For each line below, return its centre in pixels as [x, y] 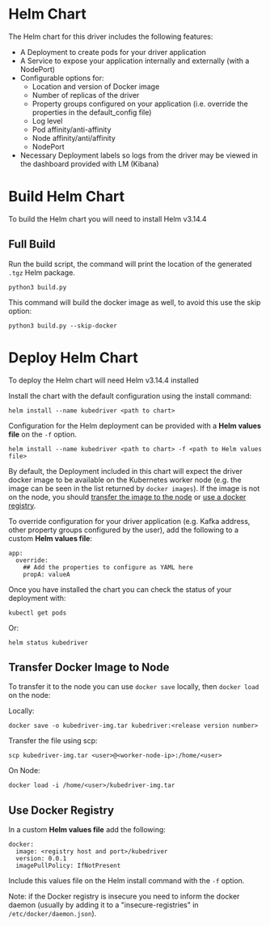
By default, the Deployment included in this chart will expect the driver [125, 471]
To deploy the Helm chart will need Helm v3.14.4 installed [104, 380]
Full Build [32, 245]
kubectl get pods [38, 613]
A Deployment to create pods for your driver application [113, 52]
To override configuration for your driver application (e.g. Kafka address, [129, 521]
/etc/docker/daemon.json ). [53, 914]
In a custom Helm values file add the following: [87, 830]
